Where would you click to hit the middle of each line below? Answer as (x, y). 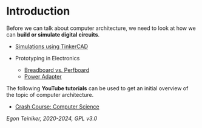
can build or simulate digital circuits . (53, 34)
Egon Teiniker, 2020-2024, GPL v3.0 (52, 118)
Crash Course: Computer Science (57, 106)
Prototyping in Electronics (47, 58)
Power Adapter (43, 76)
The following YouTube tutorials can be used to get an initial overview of (97, 88)
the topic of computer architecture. (50, 94)
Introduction (38, 11)
